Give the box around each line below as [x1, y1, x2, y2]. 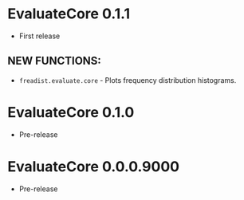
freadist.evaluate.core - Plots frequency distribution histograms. [18, 75, 237, 84]
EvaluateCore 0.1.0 [7, 103, 135, 121]
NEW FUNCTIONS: [7, 54, 101, 68]
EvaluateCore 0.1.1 [7, 5, 131, 23]
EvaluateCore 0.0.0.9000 [7, 157, 180, 175]
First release [18, 31, 61, 41]
